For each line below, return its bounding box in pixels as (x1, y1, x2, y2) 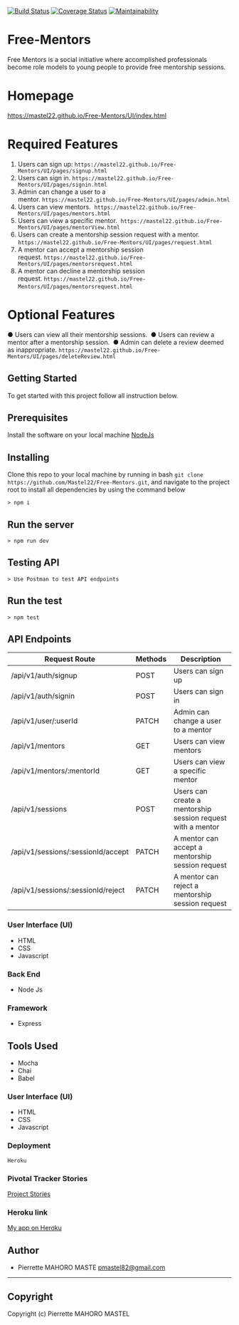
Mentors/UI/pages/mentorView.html (17, 224, 120, 231)
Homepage (7, 88, 74, 104)
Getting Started (7, 373, 78, 385)
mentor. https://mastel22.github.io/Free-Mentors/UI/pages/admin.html (17, 194, 230, 203)
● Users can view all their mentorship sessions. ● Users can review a (7, 330, 215, 338)
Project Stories (7, 1190, 51, 1198)
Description (180, 654, 222, 664)
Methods (135, 654, 167, 664)
